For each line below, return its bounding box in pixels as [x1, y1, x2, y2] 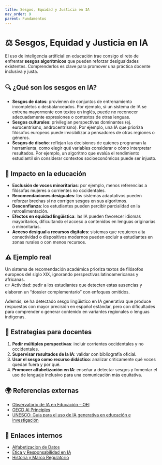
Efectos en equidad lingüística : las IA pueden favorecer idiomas [12, 213, 141, 219]
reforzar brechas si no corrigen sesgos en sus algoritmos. [12, 198, 128, 204]
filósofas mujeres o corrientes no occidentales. [12, 188, 106, 193]
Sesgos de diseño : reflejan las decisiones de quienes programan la [12, 140, 147, 146]
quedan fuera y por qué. [12, 362, 61, 367]
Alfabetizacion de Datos [12, 444, 60, 450]
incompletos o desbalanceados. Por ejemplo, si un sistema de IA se [12, 104, 147, 110]
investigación [12, 417, 39, 423]
